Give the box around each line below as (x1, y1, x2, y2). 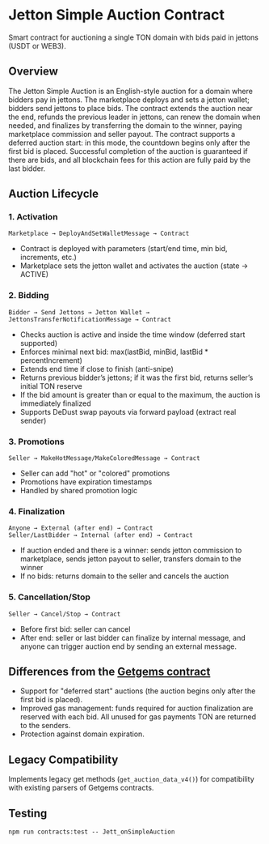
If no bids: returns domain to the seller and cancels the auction (19, 571, 229, 581)
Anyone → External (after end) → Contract (8, 524, 153, 532)
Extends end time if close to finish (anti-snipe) (19, 364, 174, 373)
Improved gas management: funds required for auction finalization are (19, 703, 254, 714)
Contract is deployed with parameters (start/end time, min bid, (19, 244, 228, 254)
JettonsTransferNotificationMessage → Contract (8, 315, 172, 323)
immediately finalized (19, 399, 91, 408)
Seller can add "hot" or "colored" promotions (19, 468, 170, 479)
